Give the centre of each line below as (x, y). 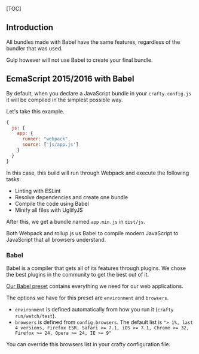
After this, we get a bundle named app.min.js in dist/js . (76, 221)
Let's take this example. (35, 111)
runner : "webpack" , (46, 139)
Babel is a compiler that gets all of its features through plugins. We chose (96, 268)
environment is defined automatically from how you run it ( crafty (94, 309)
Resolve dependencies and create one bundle (71, 197)
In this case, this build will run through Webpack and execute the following (98, 173)
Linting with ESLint (38, 191)
